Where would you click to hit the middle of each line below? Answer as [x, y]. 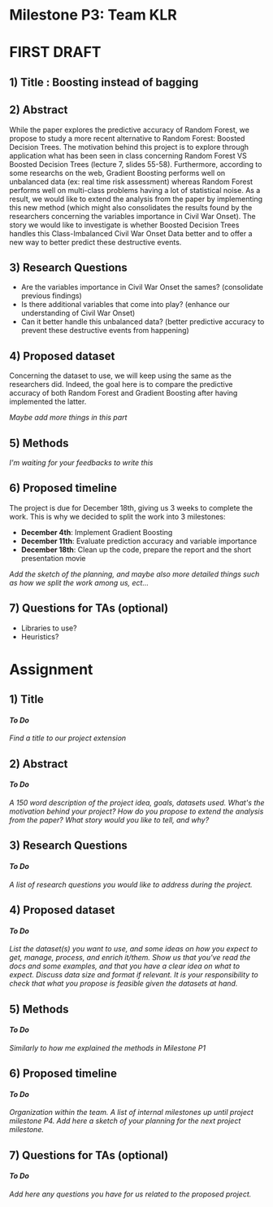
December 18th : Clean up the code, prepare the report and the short [136, 549]
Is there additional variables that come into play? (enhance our [125, 305]
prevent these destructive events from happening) [105, 331]
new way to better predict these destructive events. [95, 242]
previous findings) [51, 296]
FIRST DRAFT [55, 53]
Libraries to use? [49, 628]
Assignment [51, 669]
